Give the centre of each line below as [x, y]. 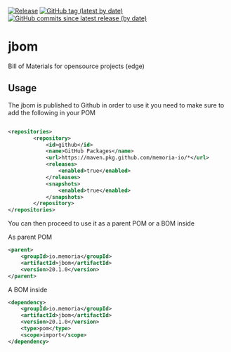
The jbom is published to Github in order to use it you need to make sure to [116, 105]
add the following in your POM [52, 112]
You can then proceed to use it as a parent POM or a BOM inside [101, 223]
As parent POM [30, 237]
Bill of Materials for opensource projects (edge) [76, 66]
